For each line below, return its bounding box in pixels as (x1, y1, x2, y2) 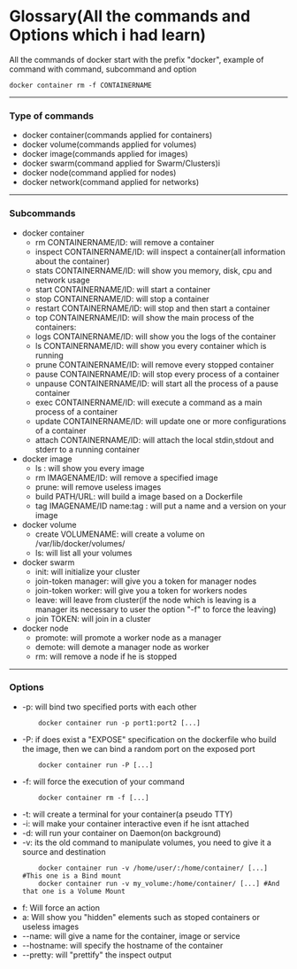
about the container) (34, 255, 110, 267)
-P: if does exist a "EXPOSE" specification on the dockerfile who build (21, 733, 277, 745)
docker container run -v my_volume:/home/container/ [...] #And (38, 879, 280, 888)
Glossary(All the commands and (9, 6, 251, 27)
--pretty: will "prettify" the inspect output (21, 950, 172, 960)
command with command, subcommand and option (9, 64, 197, 74)
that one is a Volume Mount (21, 887, 126, 895)
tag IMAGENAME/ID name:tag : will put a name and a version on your (34, 500, 287, 511)
